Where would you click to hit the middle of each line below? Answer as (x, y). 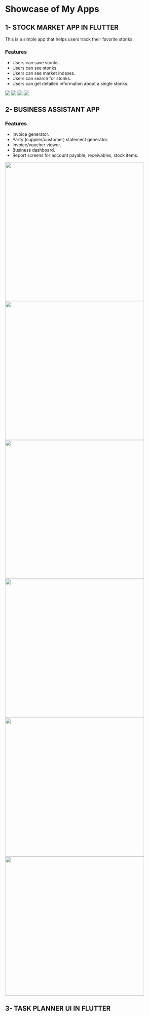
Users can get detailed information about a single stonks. (70, 84)
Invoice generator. (31, 134)
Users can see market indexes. (44, 73)
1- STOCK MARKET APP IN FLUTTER (62, 27)
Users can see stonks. (35, 68)
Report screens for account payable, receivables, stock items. (75, 155)
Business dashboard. (34, 150)
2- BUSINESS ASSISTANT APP (53, 109)
